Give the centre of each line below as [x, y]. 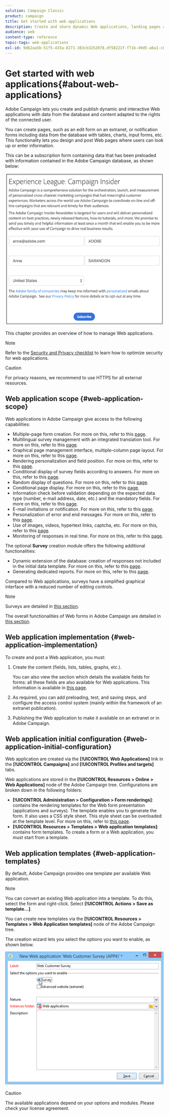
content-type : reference [31, 37]
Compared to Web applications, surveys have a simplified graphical [75, 581]
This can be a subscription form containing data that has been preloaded [81, 155]
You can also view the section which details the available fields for [81, 677]
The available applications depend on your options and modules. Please [80, 1103]
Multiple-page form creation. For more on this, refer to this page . [79, 434]
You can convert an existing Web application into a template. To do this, [79, 899]
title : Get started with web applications [50, 21]
